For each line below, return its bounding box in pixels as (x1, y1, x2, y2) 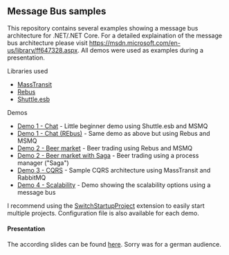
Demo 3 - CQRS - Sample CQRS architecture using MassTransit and (17, 166, 211, 174)
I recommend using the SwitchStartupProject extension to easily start (7, 201, 205, 210)
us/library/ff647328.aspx (7, 46, 78, 54)
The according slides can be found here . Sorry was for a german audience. (7, 240, 221, 249)
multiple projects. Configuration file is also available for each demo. (7, 209, 199, 217)
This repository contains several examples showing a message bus (7, 24, 199, 32)
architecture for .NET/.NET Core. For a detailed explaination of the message (7, 31, 223, 39)
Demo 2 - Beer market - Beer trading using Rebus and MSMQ (17, 143, 193, 152)
